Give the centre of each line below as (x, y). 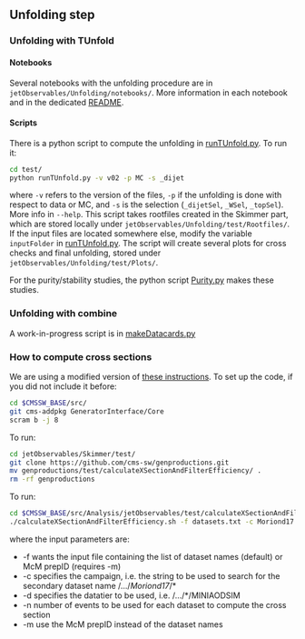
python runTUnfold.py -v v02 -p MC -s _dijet (97, 178)
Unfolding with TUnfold (62, 41)
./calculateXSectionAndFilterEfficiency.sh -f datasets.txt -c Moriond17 (152, 522)
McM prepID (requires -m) (72, 566)
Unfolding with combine (64, 314)
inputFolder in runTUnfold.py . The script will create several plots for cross (148, 244)
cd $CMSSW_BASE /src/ (49, 404)
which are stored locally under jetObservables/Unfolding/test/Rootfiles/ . (150, 224)
